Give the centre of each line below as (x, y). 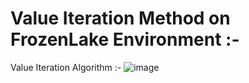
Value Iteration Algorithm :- (66, 67)
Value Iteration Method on (120, 18)
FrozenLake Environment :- (125, 39)
